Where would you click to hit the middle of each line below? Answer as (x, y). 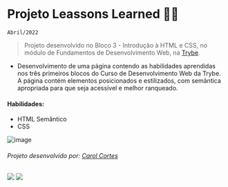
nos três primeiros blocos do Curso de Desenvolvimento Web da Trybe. (119, 73)
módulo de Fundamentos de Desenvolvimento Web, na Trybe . (112, 52)
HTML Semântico (42, 119)
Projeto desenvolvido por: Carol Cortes (63, 155)
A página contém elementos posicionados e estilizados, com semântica (119, 80)
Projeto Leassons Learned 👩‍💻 (93, 14)
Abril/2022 (23, 32)
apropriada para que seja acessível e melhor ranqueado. (97, 88)
